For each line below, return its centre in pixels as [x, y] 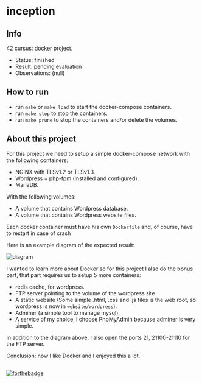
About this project [41, 139]
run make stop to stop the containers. [61, 113]
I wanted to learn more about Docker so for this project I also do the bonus [100, 269]
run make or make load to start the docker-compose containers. [93, 107]
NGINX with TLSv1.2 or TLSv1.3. [55, 172]
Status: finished [35, 60]
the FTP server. [26, 344]
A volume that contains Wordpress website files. [76, 215]
